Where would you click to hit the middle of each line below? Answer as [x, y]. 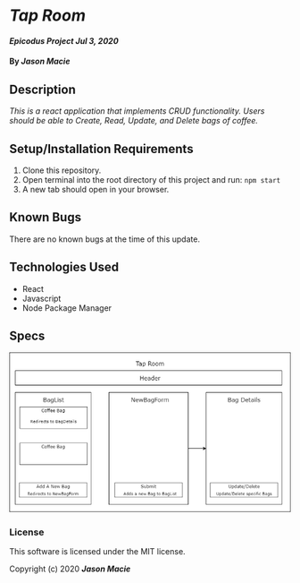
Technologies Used [64, 267]
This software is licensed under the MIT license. [97, 552]
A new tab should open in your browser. [96, 189]
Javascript [42, 298]
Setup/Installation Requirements [101, 149]
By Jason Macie [40, 61]
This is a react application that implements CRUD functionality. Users [137, 111]
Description [42, 89]
